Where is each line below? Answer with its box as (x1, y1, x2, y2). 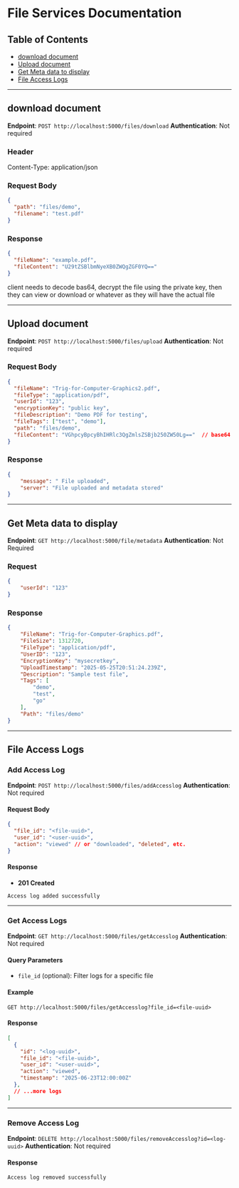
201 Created (17, 878, 55, 887)
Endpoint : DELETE (7, 1134, 58, 1142)
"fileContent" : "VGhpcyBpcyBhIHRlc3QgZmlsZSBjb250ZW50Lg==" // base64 (14, 431, 231, 438)
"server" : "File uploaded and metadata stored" (20, 484, 164, 492)
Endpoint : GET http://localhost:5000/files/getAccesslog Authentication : (7, 932, 228, 940)
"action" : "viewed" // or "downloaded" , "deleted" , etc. (14, 841, 186, 848)
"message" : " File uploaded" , (20, 477, 110, 484)
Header (7, 146, 34, 156)
